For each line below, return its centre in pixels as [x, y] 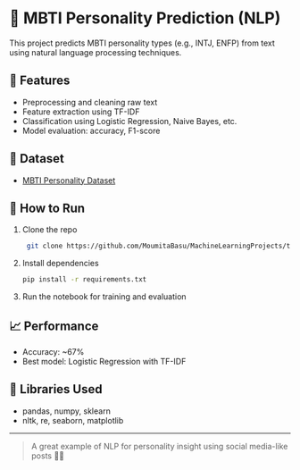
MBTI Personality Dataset [69, 180]
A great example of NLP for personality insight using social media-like [159, 446]
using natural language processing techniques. [96, 52]
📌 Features [40, 81]
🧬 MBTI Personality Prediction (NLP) [145, 18]
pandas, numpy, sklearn [67, 411]
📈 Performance [54, 326]
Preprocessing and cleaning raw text [90, 102]
